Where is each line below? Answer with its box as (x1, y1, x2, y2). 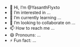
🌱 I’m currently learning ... (9, 15, 62, 20)
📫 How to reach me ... (9, 25, 55, 31)
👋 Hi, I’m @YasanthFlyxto (9, 5, 60, 10)
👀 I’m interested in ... (9, 10, 51, 15)
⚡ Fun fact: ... (9, 37, 36, 43)
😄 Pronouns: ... (9, 32, 41, 38)
